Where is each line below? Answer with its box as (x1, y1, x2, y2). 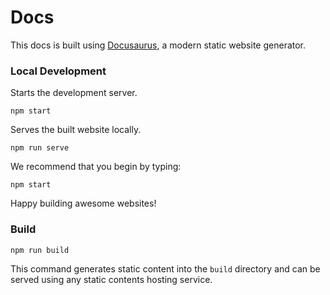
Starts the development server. (10, 87, 138, 99)
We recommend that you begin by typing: (10, 161, 182, 173)
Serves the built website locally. (10, 124, 142, 136)
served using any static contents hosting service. (10, 273, 213, 285)
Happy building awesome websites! (10, 197, 157, 210)
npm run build (10, 245, 70, 255)
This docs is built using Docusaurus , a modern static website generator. (10, 39, 307, 51)
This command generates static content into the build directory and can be (10, 262, 321, 275)
